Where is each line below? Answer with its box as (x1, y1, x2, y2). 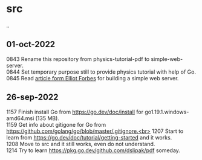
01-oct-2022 (6, 39, 56, 50)
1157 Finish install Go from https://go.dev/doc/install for (6, 108, 144, 115)
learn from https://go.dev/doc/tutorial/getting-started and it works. (6, 133, 172, 141)
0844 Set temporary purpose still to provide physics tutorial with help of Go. (6, 68, 197, 75)
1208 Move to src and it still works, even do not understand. (6, 140, 155, 147)
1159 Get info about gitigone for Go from (6, 121, 106, 128)
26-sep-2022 (6, 92, 59, 103)
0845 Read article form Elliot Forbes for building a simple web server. (6, 74, 179, 82)
